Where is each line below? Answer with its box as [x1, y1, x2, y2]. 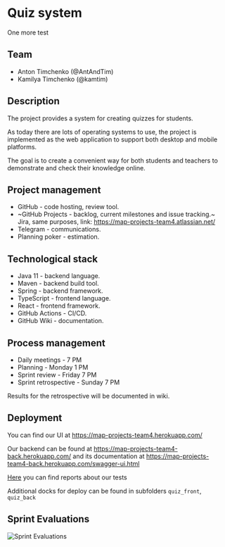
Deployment [7, 412, 63, 424]
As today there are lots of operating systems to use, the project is [7, 127, 197, 136]
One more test [7, 28, 49, 37]
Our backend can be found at [7, 444, 93, 453]
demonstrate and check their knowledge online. [7, 163, 146, 172]
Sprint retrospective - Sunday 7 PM [17, 378, 120, 386]
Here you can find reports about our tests [7, 473, 128, 482]
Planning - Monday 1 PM [17, 363, 89, 371]
